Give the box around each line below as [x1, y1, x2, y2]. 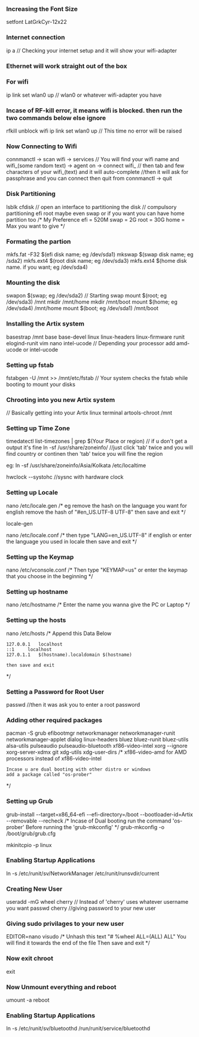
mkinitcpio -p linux [6, 841, 52, 848]
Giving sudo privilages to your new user [6, 919, 124, 928]
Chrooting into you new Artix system [6, 395, 115, 404]
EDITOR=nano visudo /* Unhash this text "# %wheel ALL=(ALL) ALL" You [6, 933, 186, 940]
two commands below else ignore [6, 113, 106, 122]
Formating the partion [6, 237, 71, 246]
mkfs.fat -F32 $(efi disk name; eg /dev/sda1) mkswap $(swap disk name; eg [6, 251, 194, 258]
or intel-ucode [23, 346, 59, 353]
